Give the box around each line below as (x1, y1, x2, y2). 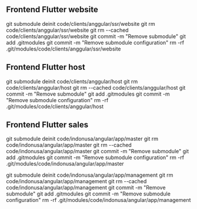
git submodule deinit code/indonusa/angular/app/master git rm (6, 135, 159, 143)
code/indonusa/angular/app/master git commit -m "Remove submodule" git (6, 148, 189, 155)
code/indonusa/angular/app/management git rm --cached (6, 178, 147, 185)
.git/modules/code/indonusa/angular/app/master (6, 160, 125, 167)
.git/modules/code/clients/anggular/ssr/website (6, 45, 122, 52)
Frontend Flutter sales (6, 120, 89, 130)
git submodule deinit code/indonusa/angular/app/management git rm (6, 171, 173, 178)
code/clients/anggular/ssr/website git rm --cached (6, 26, 129, 33)
